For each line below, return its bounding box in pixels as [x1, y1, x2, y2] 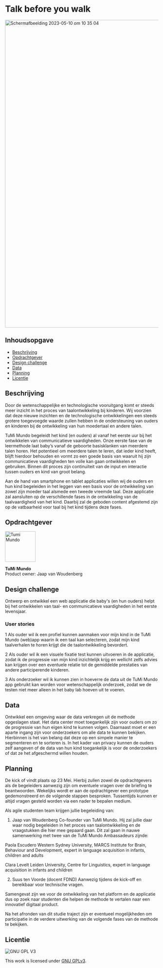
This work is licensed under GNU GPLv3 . [5, 958, 87, 964]
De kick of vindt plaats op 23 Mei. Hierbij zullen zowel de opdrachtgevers [5, 777, 152, 784]
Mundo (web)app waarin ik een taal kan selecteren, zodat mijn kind [5, 637, 140, 643]
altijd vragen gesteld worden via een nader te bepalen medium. [5, 798, 132, 804]
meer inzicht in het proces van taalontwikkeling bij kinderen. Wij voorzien [5, 407, 152, 413]
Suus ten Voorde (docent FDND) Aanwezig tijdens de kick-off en [12, 877, 142, 883]
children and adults [5, 852, 44, 858]
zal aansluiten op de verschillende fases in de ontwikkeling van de [5, 494, 138, 500]
